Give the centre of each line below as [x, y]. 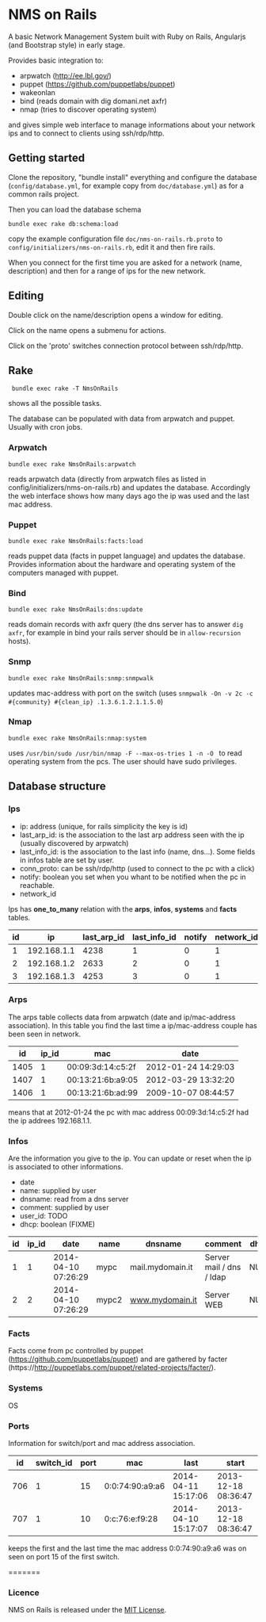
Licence [24, 1593]
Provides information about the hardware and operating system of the [122, 564]
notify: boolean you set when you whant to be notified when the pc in [133, 877]
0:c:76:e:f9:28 [131, 1519]
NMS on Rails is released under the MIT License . [87, 1610]
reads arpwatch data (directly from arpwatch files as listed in [107, 479]
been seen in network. [45, 1034]
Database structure [57, 786]
